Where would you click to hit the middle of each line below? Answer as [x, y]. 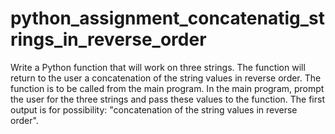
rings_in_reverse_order [108, 39]
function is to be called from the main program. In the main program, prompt [167, 88]
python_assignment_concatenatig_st [167, 18]
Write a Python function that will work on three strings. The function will [158, 67]
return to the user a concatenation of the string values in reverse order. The [166, 78]
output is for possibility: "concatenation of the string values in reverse [154, 109]
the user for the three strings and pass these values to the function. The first [167, 99]
